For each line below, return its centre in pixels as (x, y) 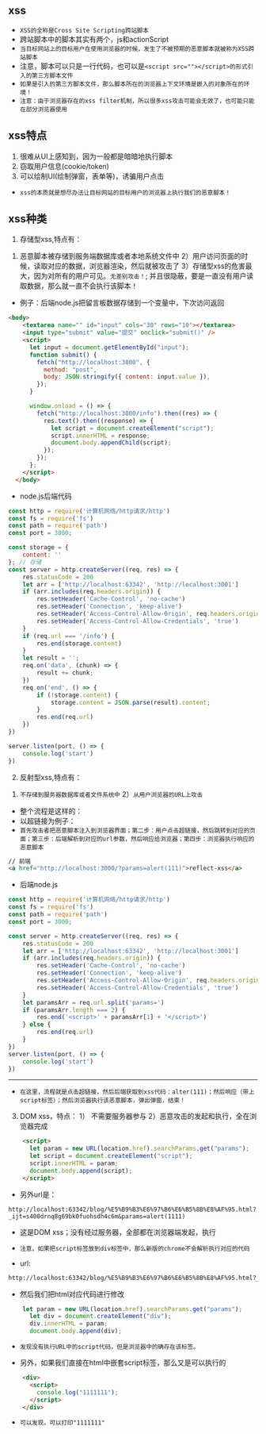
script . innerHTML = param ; (74, 1163)
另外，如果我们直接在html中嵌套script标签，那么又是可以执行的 (123, 1363)
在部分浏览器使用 (43, 109)
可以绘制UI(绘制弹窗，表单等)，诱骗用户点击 (92, 176)
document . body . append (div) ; (76, 1331)
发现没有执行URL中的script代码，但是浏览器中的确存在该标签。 (109, 1347)
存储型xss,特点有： (51, 240)
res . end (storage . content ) (80, 644)
